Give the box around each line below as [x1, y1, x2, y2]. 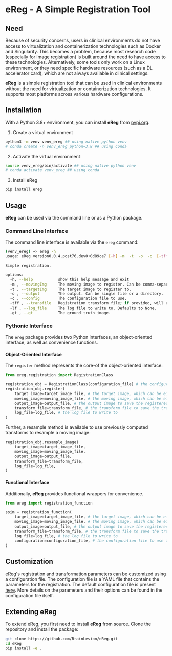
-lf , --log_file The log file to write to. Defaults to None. [10, 305, 157, 311]
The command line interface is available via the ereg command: [5, 239, 139, 245]
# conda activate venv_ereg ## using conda [5, 168, 100, 173]
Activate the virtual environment [12, 153, 80, 159]
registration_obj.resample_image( [5, 440, 79, 445]
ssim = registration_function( [5, 510, 72, 515]
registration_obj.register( [5, 386, 66, 392]
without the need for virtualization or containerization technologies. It [5, 85, 151, 92]
